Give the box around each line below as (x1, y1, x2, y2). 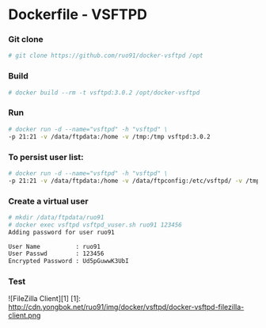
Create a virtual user (8, 196, 89, 207)
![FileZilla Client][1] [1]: (8, 294, 82, 303)
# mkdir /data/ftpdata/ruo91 (8, 213, 104, 221)
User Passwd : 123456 (8, 250, 104, 258)
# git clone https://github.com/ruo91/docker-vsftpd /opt (8, 51, 203, 60)
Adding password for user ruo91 (8, 228, 115, 236)
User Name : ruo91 (8, 242, 101, 250)
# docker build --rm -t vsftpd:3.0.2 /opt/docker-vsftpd (8, 89, 200, 97)
